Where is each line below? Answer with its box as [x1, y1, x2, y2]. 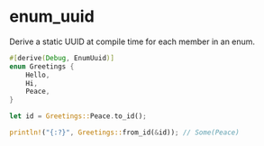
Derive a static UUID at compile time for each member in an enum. [9, 36, 255, 47]
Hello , [25, 70, 50, 79]
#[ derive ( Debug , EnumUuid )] [9, 53, 115, 62]
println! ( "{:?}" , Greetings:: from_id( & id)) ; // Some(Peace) [9, 128, 241, 137]
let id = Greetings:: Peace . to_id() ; [9, 112, 147, 121]
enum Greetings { [9, 61, 75, 71]
